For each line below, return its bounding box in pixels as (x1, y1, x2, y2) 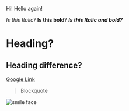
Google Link (6, 76, 35, 83)
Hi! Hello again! (6, 5, 43, 12)
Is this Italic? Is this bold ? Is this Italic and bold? (6, 16, 123, 23)
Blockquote (20, 88, 48, 94)
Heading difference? (6, 60, 82, 70)
